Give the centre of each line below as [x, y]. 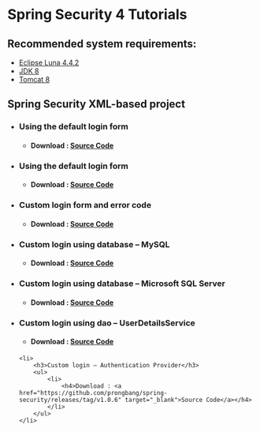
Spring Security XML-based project [97, 104]
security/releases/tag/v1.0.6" [70, 400]
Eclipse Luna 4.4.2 [49, 62]
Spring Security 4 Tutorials [97, 15]
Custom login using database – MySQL [94, 244]
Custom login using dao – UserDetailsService [107, 323]
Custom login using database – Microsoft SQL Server [122, 284]
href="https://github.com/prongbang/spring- [93, 393]
